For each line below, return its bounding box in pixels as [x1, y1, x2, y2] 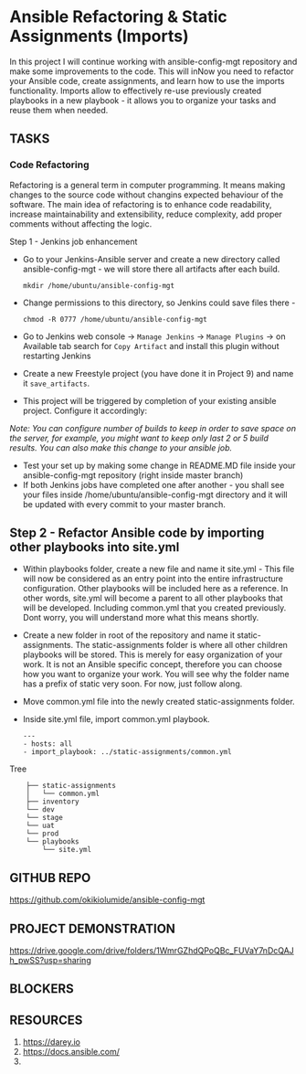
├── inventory [26, 797, 79, 806]
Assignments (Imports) [9, 26, 189, 47]
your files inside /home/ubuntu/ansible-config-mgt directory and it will [22, 489, 288, 500]
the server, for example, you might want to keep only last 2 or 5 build [9, 432, 269, 443]
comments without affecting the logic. [9, 218, 153, 229]
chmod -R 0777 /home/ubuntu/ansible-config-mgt [22, 314, 207, 324]
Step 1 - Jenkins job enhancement [9, 236, 138, 247]
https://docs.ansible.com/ [22, 1047, 121, 1058]
